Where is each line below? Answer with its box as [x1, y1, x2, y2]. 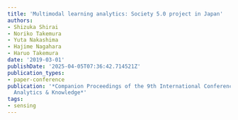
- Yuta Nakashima [7, 37, 59, 44]
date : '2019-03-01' [7, 56, 65, 64]
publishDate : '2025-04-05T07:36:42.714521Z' [7, 63, 141, 70]
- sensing [7, 102, 37, 109]
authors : [7, 17, 33, 24]
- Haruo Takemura [7, 50, 59, 57]
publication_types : [7, 69, 65, 76]
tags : [7, 96, 23, 103]
